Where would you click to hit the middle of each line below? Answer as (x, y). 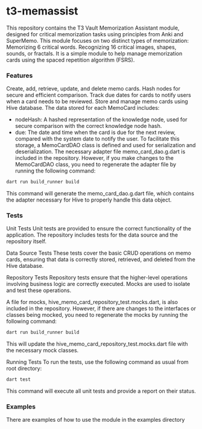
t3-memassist (42, 11)
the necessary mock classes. (43, 351)
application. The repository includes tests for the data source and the (92, 235)
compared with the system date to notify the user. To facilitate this (97, 139)
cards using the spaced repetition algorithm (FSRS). (71, 60)
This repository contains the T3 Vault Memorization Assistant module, (93, 28)
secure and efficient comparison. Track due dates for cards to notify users (99, 95)
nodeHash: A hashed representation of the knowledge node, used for (101, 119)
